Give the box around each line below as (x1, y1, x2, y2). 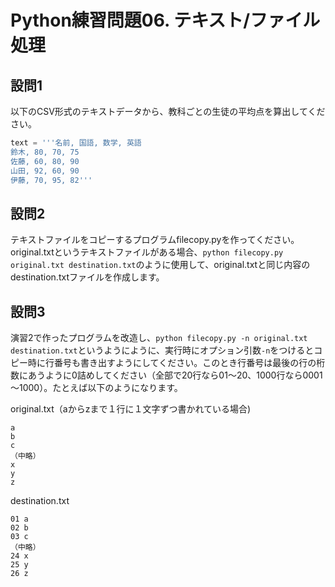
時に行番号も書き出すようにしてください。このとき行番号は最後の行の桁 (27, 357, 326, 368)
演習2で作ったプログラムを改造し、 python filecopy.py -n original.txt (10, 332, 308, 343)
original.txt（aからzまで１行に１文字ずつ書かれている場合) (10, 403, 252, 415)
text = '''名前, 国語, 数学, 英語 (10, 138, 142, 148)
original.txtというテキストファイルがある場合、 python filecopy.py (10, 246, 284, 258)
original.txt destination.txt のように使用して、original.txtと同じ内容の (10, 259, 311, 271)
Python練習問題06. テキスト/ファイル (10, 9, 321, 32)
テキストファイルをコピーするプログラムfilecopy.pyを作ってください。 (10, 234, 300, 246)
